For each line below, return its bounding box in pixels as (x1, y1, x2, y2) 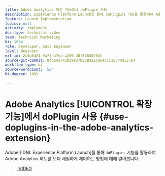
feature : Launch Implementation (5, 16, 71, 21)
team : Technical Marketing (5, 35, 61, 40)
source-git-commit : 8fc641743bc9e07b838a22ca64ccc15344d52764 (5, 58, 135, 63)
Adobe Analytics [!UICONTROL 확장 (5, 99, 153, 110)
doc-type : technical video (5, 30, 61, 35)
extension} (5, 132, 51, 144)
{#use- (99, 111, 129, 123)
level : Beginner (5, 48, 38, 53)
